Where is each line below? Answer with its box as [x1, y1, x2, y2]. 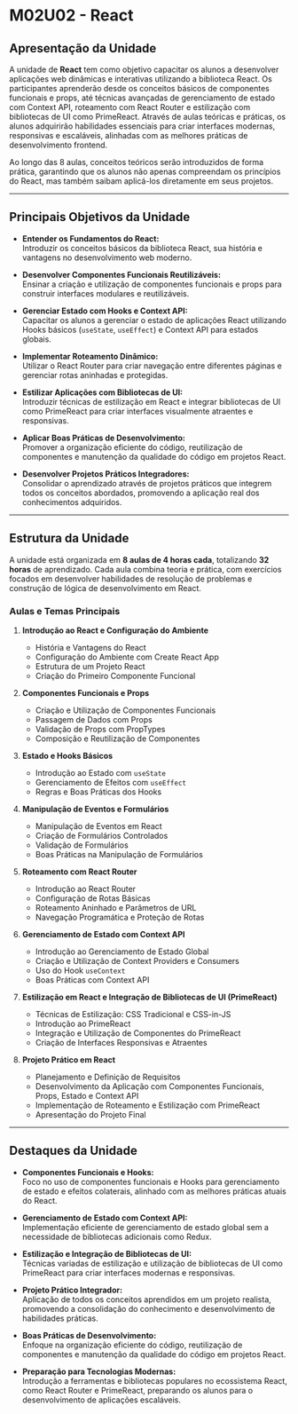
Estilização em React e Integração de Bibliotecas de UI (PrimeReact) [21, 991, 278, 1002]
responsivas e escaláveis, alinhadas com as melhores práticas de [9, 130, 248, 140]
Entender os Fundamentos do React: [21, 233, 160, 244]
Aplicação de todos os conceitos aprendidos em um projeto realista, [21, 1293, 272, 1305]
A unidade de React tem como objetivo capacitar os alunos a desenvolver [9, 64, 279, 75]
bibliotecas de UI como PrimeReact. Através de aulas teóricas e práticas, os [9, 112, 286, 122]
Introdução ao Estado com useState [35, 767, 167, 778]
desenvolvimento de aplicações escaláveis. [21, 1394, 182, 1405]
